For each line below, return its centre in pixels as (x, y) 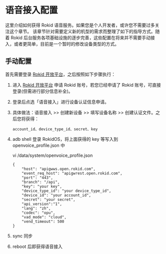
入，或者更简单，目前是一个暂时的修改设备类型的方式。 (62, 44)
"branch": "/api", (41, 182)
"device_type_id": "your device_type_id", (66, 191)
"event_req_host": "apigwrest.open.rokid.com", (72, 173)
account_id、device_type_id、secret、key (55, 129)
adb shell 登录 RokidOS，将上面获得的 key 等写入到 (65, 139)
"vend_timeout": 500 (43, 221)
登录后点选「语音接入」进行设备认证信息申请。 (60, 102)
